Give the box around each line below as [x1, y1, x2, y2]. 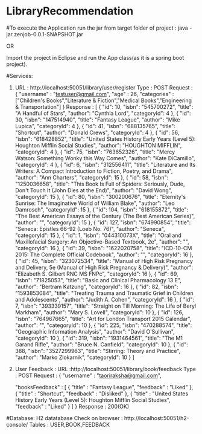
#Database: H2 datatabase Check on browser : [6, 414, 123, 421]
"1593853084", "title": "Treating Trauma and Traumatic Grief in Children [14, 289, 194, 297]
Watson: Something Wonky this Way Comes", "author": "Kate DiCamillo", [14, 154, 195, 161]
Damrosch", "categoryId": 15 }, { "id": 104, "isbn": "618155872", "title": [14, 206, 189, 213]
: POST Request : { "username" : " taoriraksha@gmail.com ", [14, 372, 162, 379]
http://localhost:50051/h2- [124, 414, 189, 421]
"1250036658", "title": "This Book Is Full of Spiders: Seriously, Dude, [14, 180, 185, 187]
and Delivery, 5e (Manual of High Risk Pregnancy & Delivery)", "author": [14, 264, 194, 271]
